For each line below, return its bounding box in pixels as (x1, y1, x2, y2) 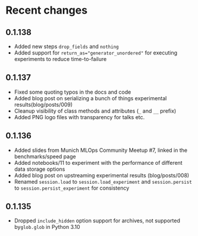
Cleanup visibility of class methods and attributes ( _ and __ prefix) (14, 107, 177, 114)
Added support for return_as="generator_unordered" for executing (14, 49, 178, 56)
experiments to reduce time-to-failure (14, 56, 107, 62)
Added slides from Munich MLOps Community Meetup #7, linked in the (14, 146, 188, 154)
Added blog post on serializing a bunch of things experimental (14, 94, 167, 101)
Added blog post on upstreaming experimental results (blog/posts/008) (14, 171, 190, 178)
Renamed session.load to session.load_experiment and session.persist (14, 178, 193, 185)
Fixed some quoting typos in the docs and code (14, 88, 131, 95)
